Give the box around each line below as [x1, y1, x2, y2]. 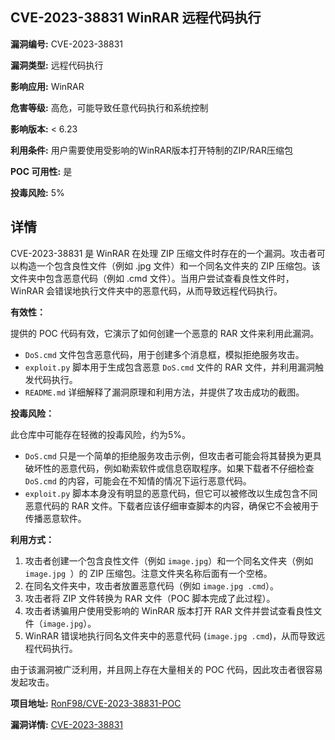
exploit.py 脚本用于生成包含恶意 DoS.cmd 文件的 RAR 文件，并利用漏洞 [24, 361, 315, 373]
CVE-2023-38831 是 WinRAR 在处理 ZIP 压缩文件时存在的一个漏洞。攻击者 [10, 247, 317, 259]
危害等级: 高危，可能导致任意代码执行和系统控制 [10, 101, 209, 113]
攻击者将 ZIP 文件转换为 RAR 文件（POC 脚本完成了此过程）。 [24, 592, 276, 604]
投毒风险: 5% [10, 186, 65, 198]
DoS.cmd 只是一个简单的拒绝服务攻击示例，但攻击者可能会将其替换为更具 [24, 449, 322, 462]
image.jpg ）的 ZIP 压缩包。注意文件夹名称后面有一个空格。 [24, 567, 273, 579]
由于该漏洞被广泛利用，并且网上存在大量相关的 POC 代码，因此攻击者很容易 [10, 663, 323, 675]
